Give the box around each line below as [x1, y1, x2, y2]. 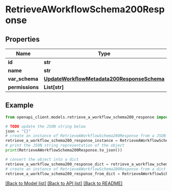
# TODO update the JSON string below [5, 124, 86, 129]
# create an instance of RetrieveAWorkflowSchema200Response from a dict [5, 166, 166, 172]
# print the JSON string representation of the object [5, 143, 125, 148]
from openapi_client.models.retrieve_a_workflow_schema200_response [5, 114, 155, 120]
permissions [8, 83, 39, 91]
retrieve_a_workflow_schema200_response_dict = [5, 161, 109, 167]
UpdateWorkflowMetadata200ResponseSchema [44, 75, 165, 82]
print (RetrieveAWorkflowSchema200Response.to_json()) [5, 147, 123, 153]
